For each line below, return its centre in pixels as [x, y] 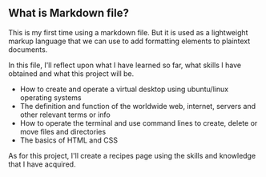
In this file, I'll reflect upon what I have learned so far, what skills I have [125, 65]
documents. [28, 49]
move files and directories [63, 131]
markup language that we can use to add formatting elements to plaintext [129, 41]
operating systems [50, 97]
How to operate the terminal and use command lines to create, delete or [139, 123]
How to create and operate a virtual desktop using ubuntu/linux [124, 89]
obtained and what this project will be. [71, 73]
